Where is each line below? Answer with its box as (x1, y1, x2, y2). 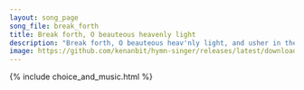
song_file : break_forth (9, 22, 100, 31)
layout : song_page (9, 13, 79, 22)
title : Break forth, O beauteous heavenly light (9, 30, 196, 39)
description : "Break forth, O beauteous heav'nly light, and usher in (9, 38, 281, 48)
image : (9, 47, 34, 56)
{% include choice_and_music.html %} (9, 71, 154, 82)
